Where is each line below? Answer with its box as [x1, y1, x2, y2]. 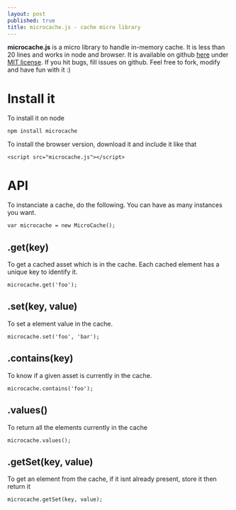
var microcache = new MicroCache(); [7, 222, 116, 229]
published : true [7, 17, 55, 24]
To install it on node [7, 114, 65, 123]
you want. [7, 209, 37, 217]
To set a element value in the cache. [7, 319, 113, 328]
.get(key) [7, 241, 50, 253]
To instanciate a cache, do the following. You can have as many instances [7, 201, 223, 209]
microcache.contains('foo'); [7, 384, 94, 392]
